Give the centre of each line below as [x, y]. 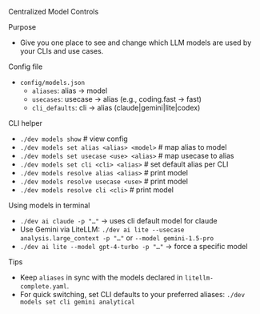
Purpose [22, 27]
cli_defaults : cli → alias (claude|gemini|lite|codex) [116, 108]
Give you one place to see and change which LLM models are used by [136, 42]
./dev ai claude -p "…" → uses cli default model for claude [118, 221]
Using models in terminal [49, 205]
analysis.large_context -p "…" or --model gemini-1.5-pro [117, 238]
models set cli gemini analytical [77, 302]
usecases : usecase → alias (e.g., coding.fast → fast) [117, 99]
